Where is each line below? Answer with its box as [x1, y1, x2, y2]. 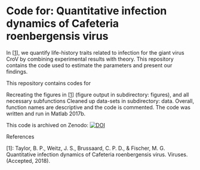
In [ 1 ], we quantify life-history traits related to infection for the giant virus [6, 49, 184, 56]
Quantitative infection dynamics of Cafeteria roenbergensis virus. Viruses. [6, 150, 188, 158]
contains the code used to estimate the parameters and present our [6, 61, 173, 69]
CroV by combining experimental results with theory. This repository [6, 55, 174, 62]
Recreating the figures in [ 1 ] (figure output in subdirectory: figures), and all [6, 91, 189, 98]
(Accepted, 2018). [6, 157, 51, 164]
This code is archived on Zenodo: [6, 121, 88, 128]
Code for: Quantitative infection [6, 4, 167, 18]
